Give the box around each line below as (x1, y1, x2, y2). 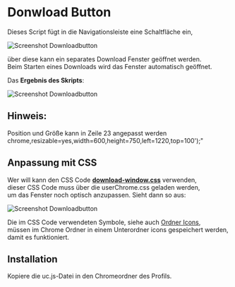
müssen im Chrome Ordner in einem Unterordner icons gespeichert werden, (7, 225, 229, 233)
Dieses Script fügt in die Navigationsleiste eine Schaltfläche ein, (7, 28, 193, 36)
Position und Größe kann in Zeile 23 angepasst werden (7, 128, 167, 138)
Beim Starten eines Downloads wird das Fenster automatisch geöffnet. (7, 62, 212, 71)
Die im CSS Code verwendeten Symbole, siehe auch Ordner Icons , (7, 218, 201, 226)
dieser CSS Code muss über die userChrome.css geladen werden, (7, 183, 200, 191)
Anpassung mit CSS (7, 157, 97, 169)
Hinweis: (7, 110, 47, 122)
